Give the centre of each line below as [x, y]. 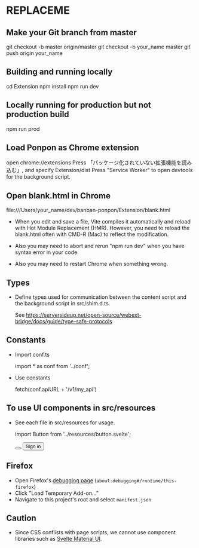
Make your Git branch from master [72, 33]
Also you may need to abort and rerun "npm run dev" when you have [99, 246]
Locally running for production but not [79, 105]
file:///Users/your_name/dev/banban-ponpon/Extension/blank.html [88, 210]
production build [38, 114]
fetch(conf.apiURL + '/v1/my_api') [56, 389]
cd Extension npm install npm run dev [53, 86]
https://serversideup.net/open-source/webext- [84, 315]
